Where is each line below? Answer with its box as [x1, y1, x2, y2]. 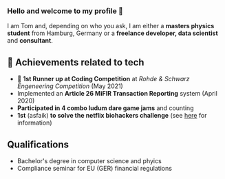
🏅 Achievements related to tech [7, 56, 144, 68]
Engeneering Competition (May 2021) [17, 82, 124, 90]
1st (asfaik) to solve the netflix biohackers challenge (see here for [17, 112, 207, 120]
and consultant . [7, 36, 53, 45]
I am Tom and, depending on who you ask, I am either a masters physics [7, 22, 215, 30]
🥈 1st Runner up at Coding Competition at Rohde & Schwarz [17, 75, 190, 83]
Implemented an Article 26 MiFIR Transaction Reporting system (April [17, 89, 218, 98]
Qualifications [7, 138, 69, 150]
